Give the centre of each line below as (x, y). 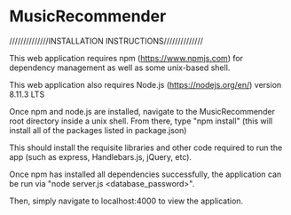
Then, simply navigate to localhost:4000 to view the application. (126, 201)
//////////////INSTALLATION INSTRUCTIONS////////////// (106, 41)
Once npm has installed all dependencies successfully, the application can (145, 174)
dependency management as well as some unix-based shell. (120, 68)
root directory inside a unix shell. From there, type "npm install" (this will (141, 121)
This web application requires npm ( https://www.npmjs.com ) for (126, 58)
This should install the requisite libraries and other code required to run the (146, 147)
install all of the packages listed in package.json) (98, 130)
